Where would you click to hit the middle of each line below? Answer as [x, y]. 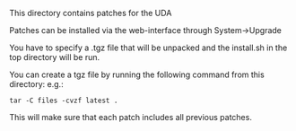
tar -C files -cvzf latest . [64, 100]
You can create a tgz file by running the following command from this [137, 74]
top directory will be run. [55, 57]
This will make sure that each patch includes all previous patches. [131, 117]
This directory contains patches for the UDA [91, 13]
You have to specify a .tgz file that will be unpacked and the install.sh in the [148, 48]
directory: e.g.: [37, 84]
